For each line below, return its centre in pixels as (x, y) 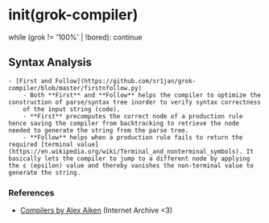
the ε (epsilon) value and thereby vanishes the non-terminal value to (131, 165)
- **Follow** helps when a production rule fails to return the (133, 137)
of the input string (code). (72, 109)
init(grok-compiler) (73, 15)
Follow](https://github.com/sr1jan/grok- (126, 81)
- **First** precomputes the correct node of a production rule (133, 116)
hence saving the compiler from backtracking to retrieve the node (124, 123)
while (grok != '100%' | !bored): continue (75, 37)
